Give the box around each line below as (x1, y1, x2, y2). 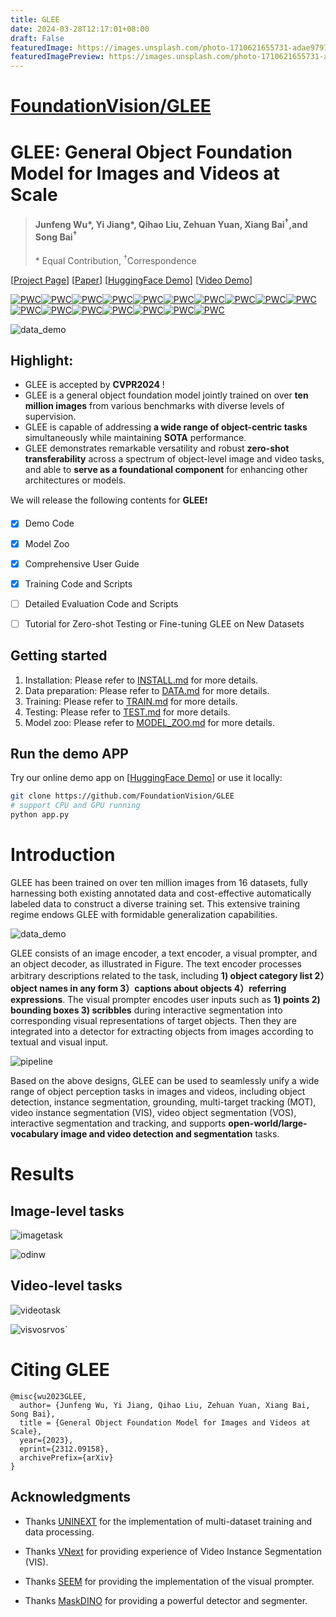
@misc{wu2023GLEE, (10, 1391, 87, 1401)
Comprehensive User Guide (24, 557, 140, 570)
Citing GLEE (10, 1359, 110, 1381)
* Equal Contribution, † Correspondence (34, 253, 197, 266)
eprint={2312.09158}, (19, 1444, 110, 1454)
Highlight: (10, 352, 74, 370)
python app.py (10, 810, 70, 820)
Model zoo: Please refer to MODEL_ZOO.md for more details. (24, 716, 276, 728)
